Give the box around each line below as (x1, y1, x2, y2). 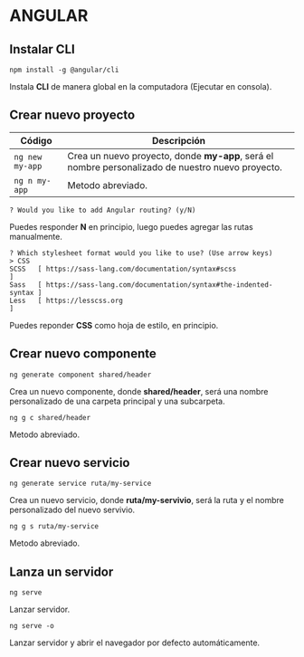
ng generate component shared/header (9, 370, 152, 379)
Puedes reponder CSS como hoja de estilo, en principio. (9, 319, 219, 330)
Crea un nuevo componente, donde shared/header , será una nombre (9, 386, 269, 396)
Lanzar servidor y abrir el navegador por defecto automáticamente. (9, 637, 261, 648)
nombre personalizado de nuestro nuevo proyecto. (67, 160, 283, 173)
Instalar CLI (9, 42, 75, 57)
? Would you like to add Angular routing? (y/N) (9, 205, 196, 214)
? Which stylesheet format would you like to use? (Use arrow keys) (9, 248, 273, 258)
